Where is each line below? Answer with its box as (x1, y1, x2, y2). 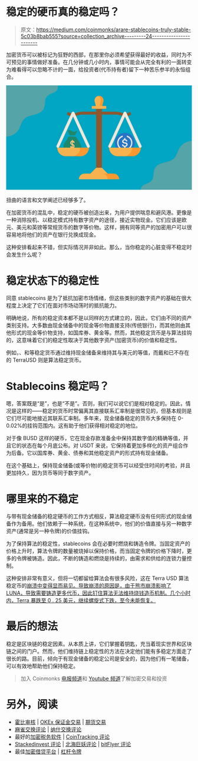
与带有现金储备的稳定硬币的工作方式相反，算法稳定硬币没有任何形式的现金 (6, 513, 187, 520)
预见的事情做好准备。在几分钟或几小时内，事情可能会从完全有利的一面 (11, 58, 181, 65)
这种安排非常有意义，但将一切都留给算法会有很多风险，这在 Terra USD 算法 (6, 575, 190, 582)
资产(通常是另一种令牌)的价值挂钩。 (6, 527, 93, 534)
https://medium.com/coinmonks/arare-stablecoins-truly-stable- (36, 26, 192, 33)
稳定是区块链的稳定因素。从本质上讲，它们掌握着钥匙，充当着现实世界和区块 (6, 641, 192, 648)
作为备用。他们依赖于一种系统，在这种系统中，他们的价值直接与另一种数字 (11, 520, 192, 527)
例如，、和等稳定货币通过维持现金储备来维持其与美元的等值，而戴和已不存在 (6, 349, 190, 356)
